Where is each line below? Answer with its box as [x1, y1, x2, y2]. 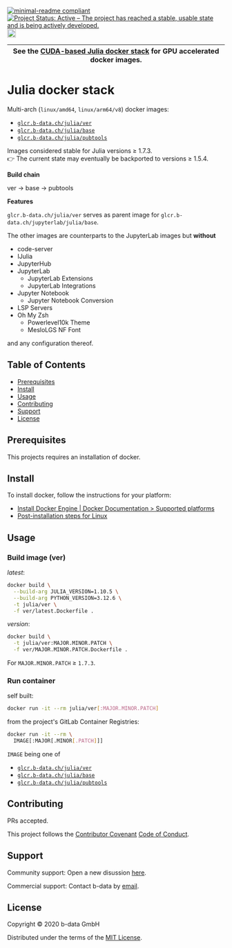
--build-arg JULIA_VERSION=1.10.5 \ [13, 588, 119, 595]
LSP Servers [17, 303, 53, 311]
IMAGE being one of [7, 749, 61, 758]
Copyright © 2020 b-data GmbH [7, 920, 100, 929]
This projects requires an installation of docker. [7, 453, 141, 461]
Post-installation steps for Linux [17, 512, 108, 520]
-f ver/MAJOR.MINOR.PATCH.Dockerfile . [13, 646, 128, 653]
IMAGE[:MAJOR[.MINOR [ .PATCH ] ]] [13, 738, 104, 745]
